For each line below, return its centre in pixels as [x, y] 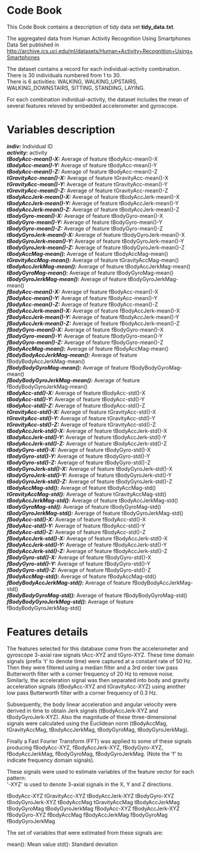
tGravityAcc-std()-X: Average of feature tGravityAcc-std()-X [82, 412]
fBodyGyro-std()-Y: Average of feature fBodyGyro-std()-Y [79, 564]
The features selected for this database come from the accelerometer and [98, 648]
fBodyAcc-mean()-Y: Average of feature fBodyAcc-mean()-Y [82, 298]
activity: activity [27, 152]
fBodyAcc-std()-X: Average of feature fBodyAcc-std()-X [76, 519]
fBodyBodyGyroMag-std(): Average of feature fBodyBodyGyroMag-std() [97, 595]
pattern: [16, 778]
